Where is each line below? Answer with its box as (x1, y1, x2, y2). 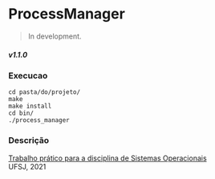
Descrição (8, 135, 50, 146)
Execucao (8, 70, 48, 81)
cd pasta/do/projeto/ (8, 88, 81, 96)
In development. (27, 31, 82, 41)
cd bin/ (8, 109, 34, 117)
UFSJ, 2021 (8, 161, 47, 171)
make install (8, 102, 52, 111)
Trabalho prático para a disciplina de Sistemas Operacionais (8, 153, 207, 163)
